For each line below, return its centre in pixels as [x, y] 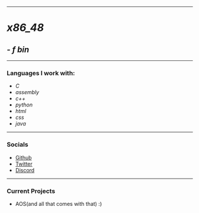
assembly [27, 92]
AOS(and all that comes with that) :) [58, 204]
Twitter [24, 164]
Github [23, 157]
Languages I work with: [41, 73]
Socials [17, 144]
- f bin [18, 49]
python [24, 105]
